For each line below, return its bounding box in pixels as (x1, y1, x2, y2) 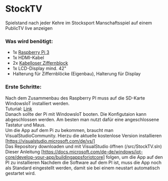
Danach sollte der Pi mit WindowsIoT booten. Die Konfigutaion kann (5, 111, 147, 117)
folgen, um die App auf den (106, 154, 163, 160)
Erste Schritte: (5, 83, 42, 91)
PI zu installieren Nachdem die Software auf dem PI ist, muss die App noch (5, 159, 162, 165)
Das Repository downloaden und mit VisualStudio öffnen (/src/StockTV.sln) (5, 143, 162, 149)
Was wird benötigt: (5, 37, 53, 44)
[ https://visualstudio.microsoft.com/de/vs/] (5, 138, 95, 144)
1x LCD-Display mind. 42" (12, 65, 67, 71)
